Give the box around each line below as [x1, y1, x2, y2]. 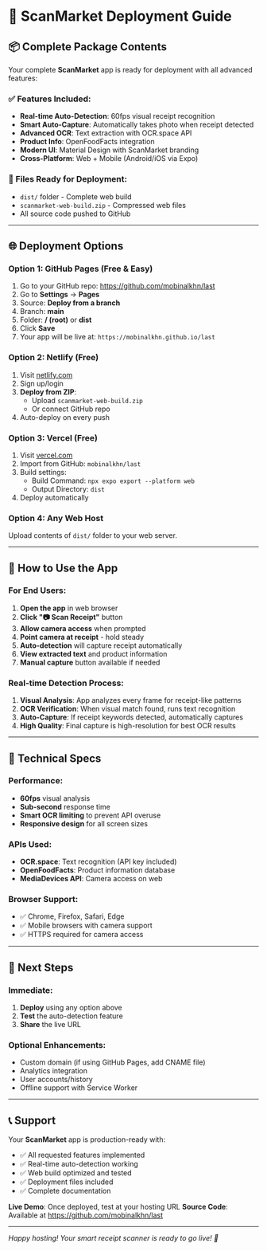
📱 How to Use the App [8, 561, 118, 575]
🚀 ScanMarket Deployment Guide [8, 7, 232, 25]
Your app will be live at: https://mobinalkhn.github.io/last [19, 332, 216, 342]
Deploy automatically [19, 492, 89, 502]
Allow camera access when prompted [19, 623, 146, 633]
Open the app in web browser [19, 603, 118, 613]
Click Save [19, 324, 56, 333]
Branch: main [19, 307, 65, 316]
